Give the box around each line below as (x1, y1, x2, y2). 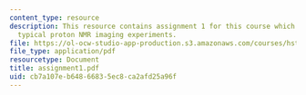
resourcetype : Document (9, 55, 100, 64)
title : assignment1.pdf (9, 64, 100, 73)
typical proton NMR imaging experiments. (17, 30, 178, 39)
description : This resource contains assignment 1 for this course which (9, 22, 296, 31)
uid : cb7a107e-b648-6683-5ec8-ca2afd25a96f (9, 72, 178, 81)
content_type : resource (9, 13, 100, 23)
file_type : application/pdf (9, 47, 117, 56)
